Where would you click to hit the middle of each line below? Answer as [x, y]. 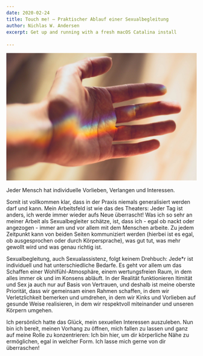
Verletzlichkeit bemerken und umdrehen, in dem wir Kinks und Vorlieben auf [101, 297]
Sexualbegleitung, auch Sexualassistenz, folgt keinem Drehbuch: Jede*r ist [100, 258]
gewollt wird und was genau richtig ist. [54, 247]
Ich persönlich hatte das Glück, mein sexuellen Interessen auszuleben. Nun [100, 322]
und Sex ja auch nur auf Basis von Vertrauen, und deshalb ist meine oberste [101, 284]
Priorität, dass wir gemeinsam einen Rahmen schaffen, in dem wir [88, 291]
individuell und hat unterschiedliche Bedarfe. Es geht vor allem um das [94, 265]
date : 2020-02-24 [28, 13]
